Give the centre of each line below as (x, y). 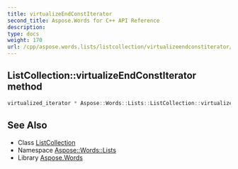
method (25, 87)
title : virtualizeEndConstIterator (60, 14)
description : (27, 27)
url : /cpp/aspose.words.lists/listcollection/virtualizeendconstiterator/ (120, 47)
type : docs (23, 34)
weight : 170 (25, 40)
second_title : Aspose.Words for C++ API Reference (84, 21)
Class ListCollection (46, 142)
